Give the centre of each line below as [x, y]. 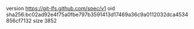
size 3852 [45, 21]
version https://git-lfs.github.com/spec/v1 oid [61, 8]
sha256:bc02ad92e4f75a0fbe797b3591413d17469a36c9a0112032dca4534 [97, 14]
